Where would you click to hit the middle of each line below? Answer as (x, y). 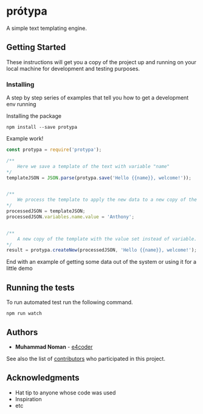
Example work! (25, 139)
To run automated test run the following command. (70, 302)
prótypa (27, 11)
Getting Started (36, 47)
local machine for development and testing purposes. (73, 68)
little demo (19, 268)
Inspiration (28, 399)
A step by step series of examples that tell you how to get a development (98, 98)
